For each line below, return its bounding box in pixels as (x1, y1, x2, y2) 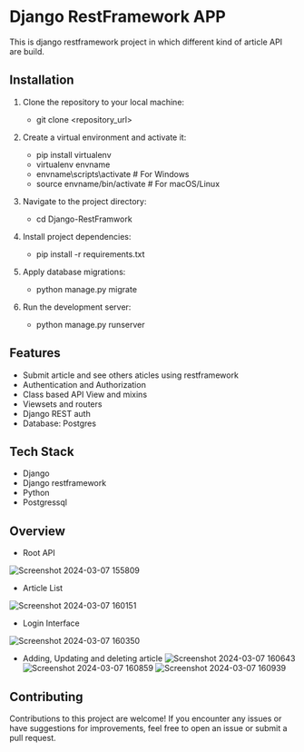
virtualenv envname (35, 159, 111, 170)
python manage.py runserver (35, 319, 145, 330)
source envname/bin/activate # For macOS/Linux (35, 178, 221, 189)
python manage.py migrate (35, 283, 138, 294)
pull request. (9, 733, 56, 743)
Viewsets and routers (22, 398, 103, 410)
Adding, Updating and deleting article (22, 653, 163, 664)
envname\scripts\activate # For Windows (35, 168, 190, 179)
